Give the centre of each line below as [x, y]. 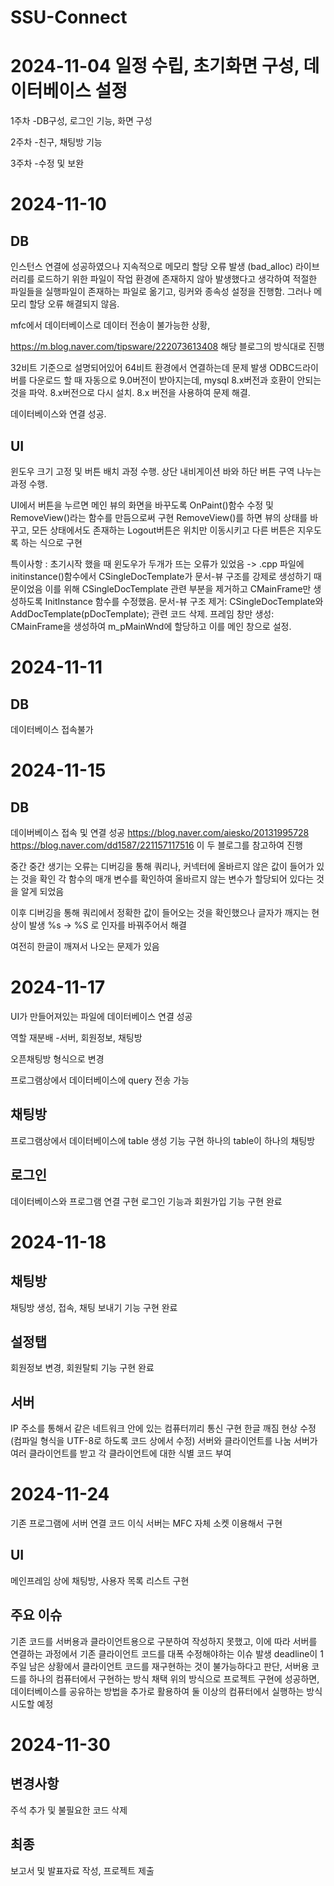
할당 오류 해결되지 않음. [74, 304]
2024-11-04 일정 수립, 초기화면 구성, [155, 66]
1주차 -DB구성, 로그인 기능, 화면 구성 [81, 121]
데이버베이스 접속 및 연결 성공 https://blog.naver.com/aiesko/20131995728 [160, 832]
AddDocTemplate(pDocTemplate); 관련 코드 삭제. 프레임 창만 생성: [142, 613]
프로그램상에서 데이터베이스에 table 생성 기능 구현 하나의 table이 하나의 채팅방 [163, 1140]
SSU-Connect [69, 17]
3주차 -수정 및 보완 [47, 163]
